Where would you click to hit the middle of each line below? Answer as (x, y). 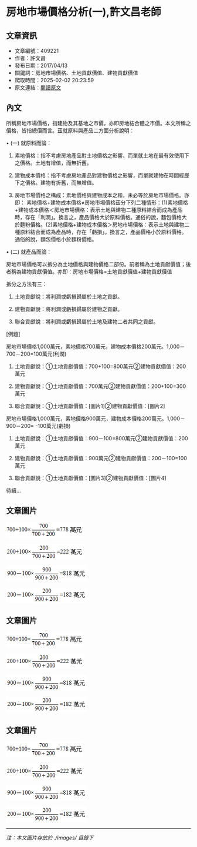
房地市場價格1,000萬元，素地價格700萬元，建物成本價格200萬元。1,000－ (96, 346)
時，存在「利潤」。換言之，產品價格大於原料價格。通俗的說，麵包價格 (98, 217)
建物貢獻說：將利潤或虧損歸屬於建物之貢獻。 (69, 309)
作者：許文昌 (30, 58)
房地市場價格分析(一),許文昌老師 (84, 12)
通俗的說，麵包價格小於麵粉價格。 (56, 239)
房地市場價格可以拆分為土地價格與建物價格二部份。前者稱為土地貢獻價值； (96, 264)
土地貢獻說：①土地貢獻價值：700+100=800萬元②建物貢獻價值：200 (100, 366)
